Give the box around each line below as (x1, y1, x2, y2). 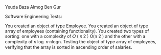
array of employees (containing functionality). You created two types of (5, 28, 149, 34)
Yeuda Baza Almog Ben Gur (5, 4, 61, 10)
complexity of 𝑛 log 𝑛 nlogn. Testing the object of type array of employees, (5, 39, 157, 44)
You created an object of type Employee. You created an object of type (5, 23, 148, 29)
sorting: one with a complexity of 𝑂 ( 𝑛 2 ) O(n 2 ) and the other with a (5, 34, 146, 39)
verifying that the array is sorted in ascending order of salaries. (5, 44, 132, 50)
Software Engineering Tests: (5, 14, 62, 19)
